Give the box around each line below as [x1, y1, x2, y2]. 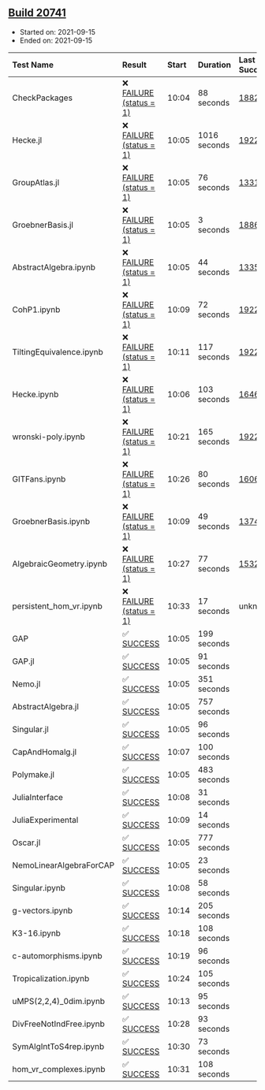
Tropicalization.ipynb [12, 973, 90, 984]
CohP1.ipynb [12, 303, 61, 314]
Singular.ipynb [12, 882, 65, 893]
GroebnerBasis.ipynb [12, 515, 91, 526]
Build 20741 [8, 6, 66, 20]
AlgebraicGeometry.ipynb [12, 558, 108, 569]
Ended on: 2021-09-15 [19, 35, 93, 45]
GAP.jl [12, 656, 35, 667]
